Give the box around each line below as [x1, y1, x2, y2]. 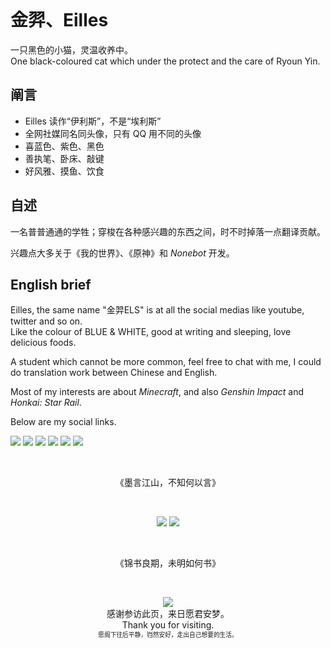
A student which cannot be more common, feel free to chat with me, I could [10, 356, 322, 368]
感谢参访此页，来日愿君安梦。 [106, 608, 230, 620]
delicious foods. [10, 337, 77, 349]
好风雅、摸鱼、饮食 [24, 165, 105, 177]
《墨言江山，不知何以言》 [115, 477, 221, 489]
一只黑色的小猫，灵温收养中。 [10, 43, 133, 56]
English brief [10, 276, 92, 293]
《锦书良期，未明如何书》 [115, 557, 221, 569]
